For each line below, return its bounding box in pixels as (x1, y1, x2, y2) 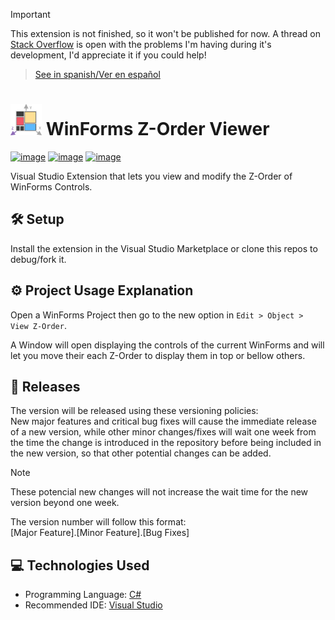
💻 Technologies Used (10, 557, 150, 574)
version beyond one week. (10, 497, 120, 509)
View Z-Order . (10, 319, 67, 331)
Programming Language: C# (24, 589, 142, 601)
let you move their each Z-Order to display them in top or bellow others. (10, 349, 306, 361)
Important (10, 9, 51, 20)
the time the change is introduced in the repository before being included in (10, 437, 322, 449)
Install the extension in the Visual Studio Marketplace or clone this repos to (10, 242, 318, 254)
